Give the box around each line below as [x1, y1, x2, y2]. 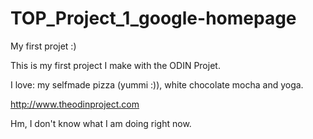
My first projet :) [10, 40, 77, 52]
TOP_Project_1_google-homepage [10, 7, 297, 30]
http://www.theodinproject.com [10, 98, 140, 110]
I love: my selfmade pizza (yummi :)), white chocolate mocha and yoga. [10, 78, 304, 91]
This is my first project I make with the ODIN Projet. [10, 59, 221, 71]
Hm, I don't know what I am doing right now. [10, 117, 192, 129]
